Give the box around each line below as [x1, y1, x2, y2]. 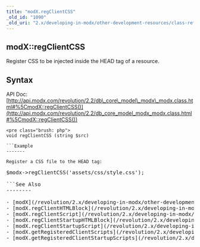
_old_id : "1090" [6, 14, 46, 20]
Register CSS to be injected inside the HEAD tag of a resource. [6, 58, 160, 65]
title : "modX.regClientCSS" [6, 8, 76, 15]
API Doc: [6, 90, 28, 98]
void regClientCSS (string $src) [6, 133, 89, 139]
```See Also [6, 181, 41, 187]
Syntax [6, 75, 33, 85]
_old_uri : [6, 20, 31, 26]
